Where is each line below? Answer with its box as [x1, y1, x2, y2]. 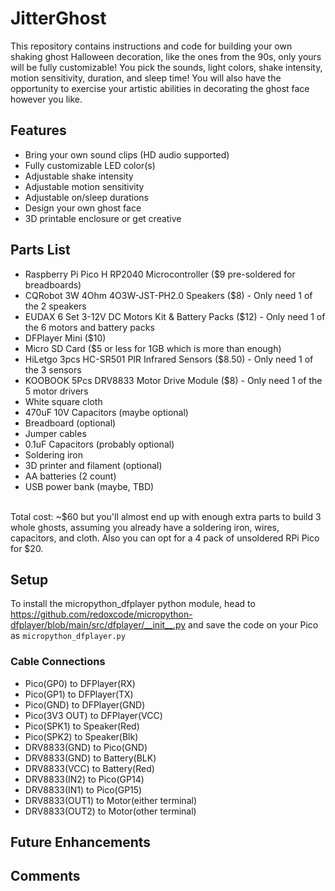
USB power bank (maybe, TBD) [24, 480, 155, 492]
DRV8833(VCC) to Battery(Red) [24, 762, 155, 774]
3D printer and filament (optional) [24, 459, 163, 471]
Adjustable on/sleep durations [24, 191, 149, 203]
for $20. [10, 542, 44, 554]
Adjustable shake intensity [24, 170, 134, 182]
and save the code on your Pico [188, 619, 319, 631]
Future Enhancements [10, 834, 152, 851]
